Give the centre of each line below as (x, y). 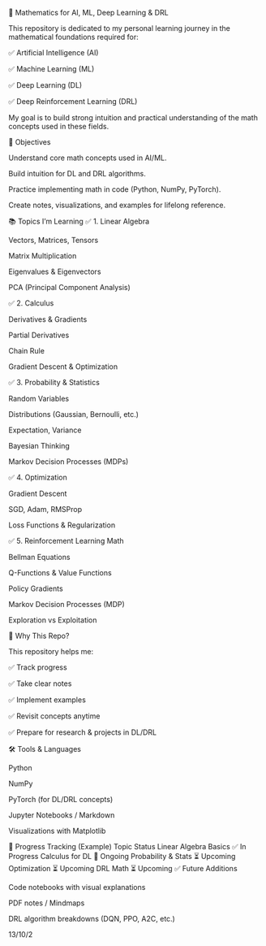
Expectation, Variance (45, 430)
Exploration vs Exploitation (53, 620)
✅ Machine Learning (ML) (51, 69)
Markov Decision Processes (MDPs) (69, 462)
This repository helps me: (51, 651)
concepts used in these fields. (59, 126)
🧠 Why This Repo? (39, 636)
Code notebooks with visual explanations (77, 887)
